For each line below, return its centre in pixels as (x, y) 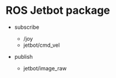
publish (23, 56)
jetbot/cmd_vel (41, 45)
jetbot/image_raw (45, 68)
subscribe (27, 27)
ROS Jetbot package (58, 10)
